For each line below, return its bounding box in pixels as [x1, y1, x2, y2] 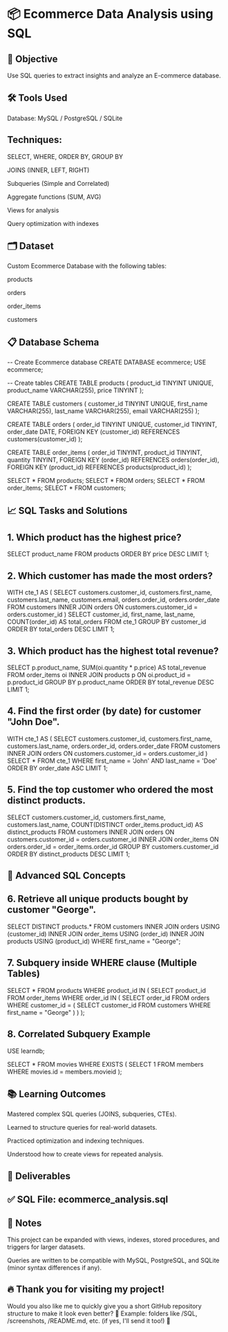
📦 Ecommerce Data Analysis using [7, 6, 213, 22]
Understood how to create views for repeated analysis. [7, 1150, 164, 1159]
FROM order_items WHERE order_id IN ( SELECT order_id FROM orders [7, 993, 210, 1002]
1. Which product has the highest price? [7, 532, 182, 544]
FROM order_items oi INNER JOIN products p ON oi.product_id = [7, 671, 191, 679]
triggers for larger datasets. [7, 1242, 86, 1251]
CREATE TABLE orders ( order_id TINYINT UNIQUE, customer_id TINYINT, [7, 420, 218, 429]
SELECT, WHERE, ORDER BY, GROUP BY [7, 152, 123, 160]
